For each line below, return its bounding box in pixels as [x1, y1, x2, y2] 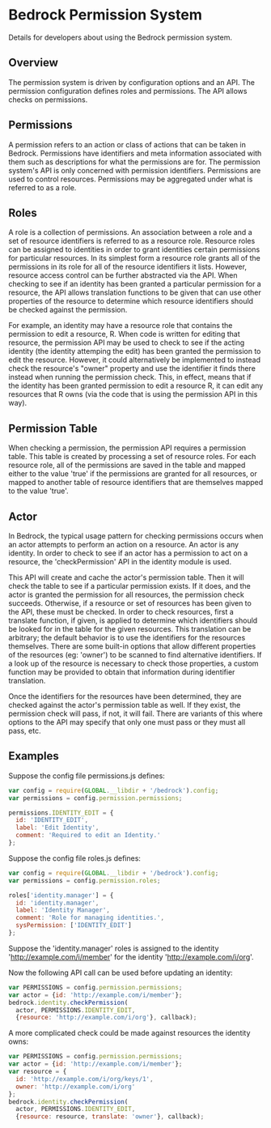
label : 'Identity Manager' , [15, 906, 111, 914]
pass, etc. [8, 726, 41, 735]
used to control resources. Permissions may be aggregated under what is [8, 174, 253, 184]
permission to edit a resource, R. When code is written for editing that [8, 330, 240, 339]
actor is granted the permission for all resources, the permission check [8, 590, 244, 599]
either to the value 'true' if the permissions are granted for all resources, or [8, 469, 257, 479]
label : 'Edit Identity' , [15, 824, 100, 832]
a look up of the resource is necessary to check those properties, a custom [8, 658, 259, 668]
